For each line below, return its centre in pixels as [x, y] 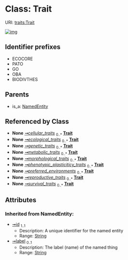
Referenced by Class [37, 122]
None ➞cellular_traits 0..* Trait [42, 134]
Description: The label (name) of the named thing [68, 247]
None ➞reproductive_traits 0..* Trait [48, 178]
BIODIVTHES [25, 79]
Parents [17, 95]
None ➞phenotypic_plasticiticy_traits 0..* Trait [58, 165]
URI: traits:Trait [20, 22]
